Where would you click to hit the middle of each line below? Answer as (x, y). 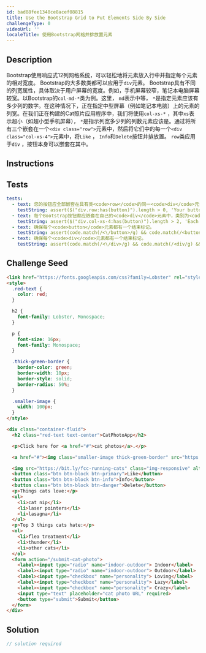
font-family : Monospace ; (49, 345)
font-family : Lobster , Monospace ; (61, 317)
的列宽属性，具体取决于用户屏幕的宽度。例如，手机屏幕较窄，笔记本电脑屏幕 (103, 90)
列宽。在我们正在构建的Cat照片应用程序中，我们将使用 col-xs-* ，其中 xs (98, 113)
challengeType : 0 (29, 23)
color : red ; (32, 295)
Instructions (30, 164)
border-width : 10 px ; (44, 373)
